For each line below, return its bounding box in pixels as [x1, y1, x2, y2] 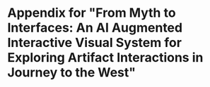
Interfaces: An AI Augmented [7, 20, 182, 36]
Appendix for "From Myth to [7, 5, 176, 21]
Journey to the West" [7, 65, 136, 81]
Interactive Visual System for [7, 35, 182, 51]
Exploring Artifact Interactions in [7, 50, 204, 66]
